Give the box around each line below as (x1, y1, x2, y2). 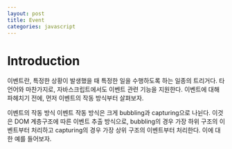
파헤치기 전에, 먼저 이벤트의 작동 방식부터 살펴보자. (7, 94, 144, 103)
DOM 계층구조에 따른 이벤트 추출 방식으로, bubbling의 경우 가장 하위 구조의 (14, 117, 218, 125)
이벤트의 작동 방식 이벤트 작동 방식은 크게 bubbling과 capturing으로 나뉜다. (7, 109, 211, 117)
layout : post (7, 10, 45, 17)
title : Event (7, 17, 45, 24)
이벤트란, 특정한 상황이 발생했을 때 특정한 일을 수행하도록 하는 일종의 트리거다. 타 (7, 77, 225, 85)
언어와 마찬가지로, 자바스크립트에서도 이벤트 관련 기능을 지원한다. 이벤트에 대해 (7, 85, 220, 94)
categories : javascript (7, 23, 76, 30)
